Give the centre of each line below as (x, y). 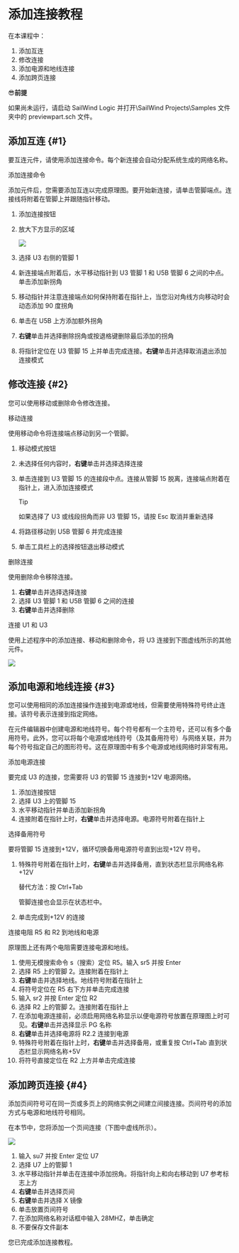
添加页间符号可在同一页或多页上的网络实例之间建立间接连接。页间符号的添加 (120, 1104)
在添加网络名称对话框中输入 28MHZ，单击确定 (86, 1218)
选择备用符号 (27, 834)
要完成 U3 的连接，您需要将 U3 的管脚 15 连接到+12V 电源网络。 (101, 777)
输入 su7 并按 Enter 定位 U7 (58, 1156)
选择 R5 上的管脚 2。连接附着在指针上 (73, 971)
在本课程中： (27, 36)
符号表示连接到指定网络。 (64, 714)
